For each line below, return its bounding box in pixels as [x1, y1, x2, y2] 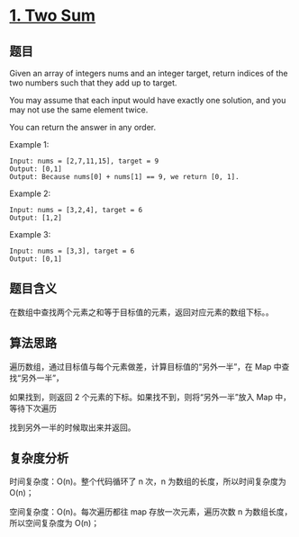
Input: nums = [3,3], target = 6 [9, 246, 135, 255]
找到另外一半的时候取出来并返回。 [9, 422, 136, 433]
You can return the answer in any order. [9, 122, 156, 132]
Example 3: [9, 229, 51, 239]
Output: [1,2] [9, 213, 63, 222]
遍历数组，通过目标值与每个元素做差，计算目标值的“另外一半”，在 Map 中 [9, 361, 282, 371]
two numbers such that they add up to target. [9, 77, 177, 88]
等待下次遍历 [9, 402, 57, 414]
